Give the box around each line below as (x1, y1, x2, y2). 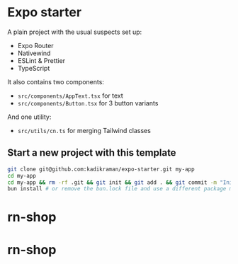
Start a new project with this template (7, 147, 176, 159)
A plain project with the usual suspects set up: (7, 28, 142, 36)
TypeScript (17, 64, 50, 72)
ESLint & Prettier (17, 56, 66, 64)
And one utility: (7, 113, 52, 121)
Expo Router (17, 41, 55, 50)
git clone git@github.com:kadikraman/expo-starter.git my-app (7, 166, 195, 173)
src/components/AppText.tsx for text (17, 91, 124, 100)
